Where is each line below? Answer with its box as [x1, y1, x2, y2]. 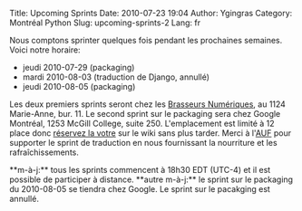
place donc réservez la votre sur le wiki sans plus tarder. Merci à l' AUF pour [9, 128, 292, 139]
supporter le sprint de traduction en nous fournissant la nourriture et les [9, 138, 278, 148]
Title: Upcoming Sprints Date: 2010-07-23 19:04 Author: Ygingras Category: [9, 8, 293, 18]
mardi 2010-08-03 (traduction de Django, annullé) [22, 72, 210, 82]
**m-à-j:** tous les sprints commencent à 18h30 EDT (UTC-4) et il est [9, 165, 271, 175]
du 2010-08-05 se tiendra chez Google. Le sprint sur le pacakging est [9, 184, 270, 194]
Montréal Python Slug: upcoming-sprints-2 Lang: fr [9, 17, 201, 28]
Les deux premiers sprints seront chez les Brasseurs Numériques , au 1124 [9, 99, 286, 110]
